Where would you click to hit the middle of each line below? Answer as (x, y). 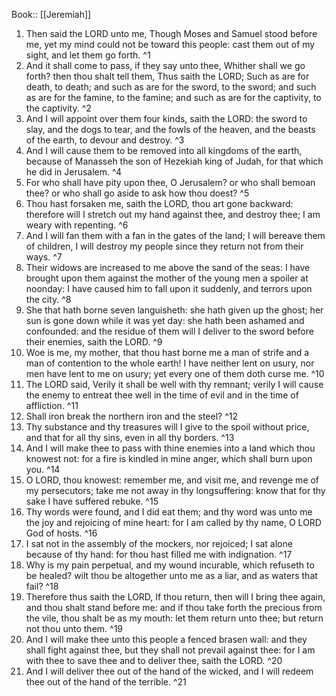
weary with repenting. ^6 (77, 225)
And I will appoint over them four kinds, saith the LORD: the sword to (166, 118)
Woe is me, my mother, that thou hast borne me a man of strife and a (167, 352)
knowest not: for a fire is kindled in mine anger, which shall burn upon (169, 458)
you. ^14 (43, 469)
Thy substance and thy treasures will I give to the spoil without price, (167, 427)
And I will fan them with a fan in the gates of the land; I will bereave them (175, 235)
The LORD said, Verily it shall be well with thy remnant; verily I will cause (174, 384)
